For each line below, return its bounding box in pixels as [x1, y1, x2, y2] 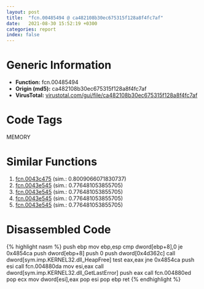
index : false [6, 32, 40, 38]
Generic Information [6, 58, 112, 72]
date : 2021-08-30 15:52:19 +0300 [6, 20, 98, 26]
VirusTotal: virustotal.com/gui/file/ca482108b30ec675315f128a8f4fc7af [15, 91, 198, 99]
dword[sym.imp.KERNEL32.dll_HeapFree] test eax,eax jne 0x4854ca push [6, 256, 195, 263]
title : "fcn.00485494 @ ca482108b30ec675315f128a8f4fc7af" [6, 15, 164, 21]
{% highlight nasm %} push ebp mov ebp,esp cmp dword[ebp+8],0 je [6, 243, 183, 250]
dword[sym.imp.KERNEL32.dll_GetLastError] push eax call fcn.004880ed [6, 269, 192, 276]
